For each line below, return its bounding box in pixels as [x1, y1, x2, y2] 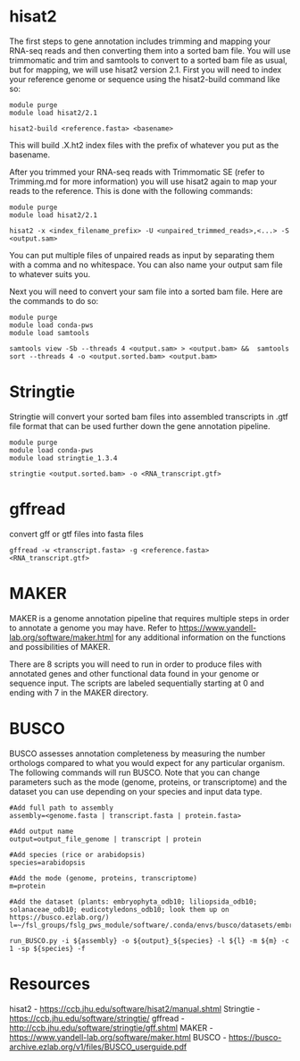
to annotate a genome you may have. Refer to [9, 622, 177, 633]
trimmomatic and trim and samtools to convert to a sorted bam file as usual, [9, 55, 287, 65]
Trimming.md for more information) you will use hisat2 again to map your [9, 176, 278, 187]
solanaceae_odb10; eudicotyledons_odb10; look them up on [9, 905, 229, 914]
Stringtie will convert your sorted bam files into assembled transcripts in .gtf [9, 411, 288, 422]
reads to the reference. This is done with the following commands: [9, 185, 254, 196]
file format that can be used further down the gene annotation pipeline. [9, 420, 271, 431]
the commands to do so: [9, 295, 99, 306]
